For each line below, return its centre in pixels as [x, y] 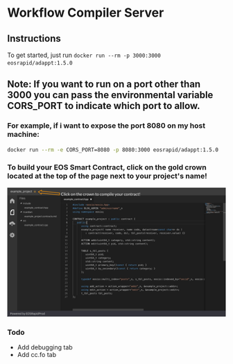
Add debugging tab [45, 347]
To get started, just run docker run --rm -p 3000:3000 [84, 55]
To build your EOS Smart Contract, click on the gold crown [107, 167]
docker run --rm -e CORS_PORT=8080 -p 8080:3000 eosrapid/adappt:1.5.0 [113, 150]
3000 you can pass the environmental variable [110, 95]
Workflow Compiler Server [86, 13]
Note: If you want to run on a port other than [104, 84]
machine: [24, 135]
